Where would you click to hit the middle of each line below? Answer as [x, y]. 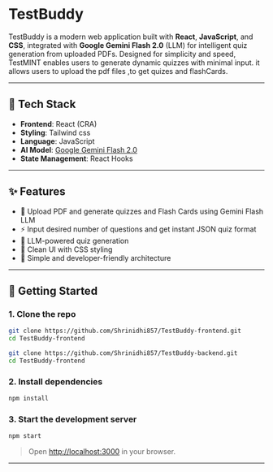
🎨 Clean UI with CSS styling [66, 249]
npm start [25, 436]
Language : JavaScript [57, 141]
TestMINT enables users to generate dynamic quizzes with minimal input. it [134, 63]
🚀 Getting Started [53, 290]
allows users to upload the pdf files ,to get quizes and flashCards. [118, 71]
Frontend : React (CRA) [58, 123]
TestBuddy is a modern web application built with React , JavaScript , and [131, 37]
